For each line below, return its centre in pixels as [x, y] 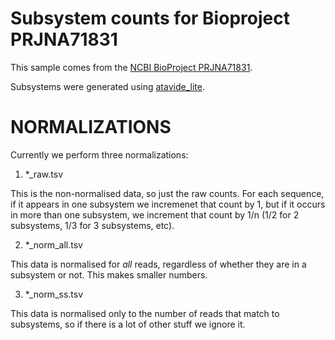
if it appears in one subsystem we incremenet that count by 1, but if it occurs [168, 204]
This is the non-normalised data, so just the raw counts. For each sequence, [167, 193]
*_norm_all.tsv [53, 244]
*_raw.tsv [44, 174]
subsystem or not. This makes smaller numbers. [109, 274]
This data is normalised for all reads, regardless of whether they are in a [158, 264]
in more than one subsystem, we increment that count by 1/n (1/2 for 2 [155, 214]
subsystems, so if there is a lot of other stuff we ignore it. [128, 324]
